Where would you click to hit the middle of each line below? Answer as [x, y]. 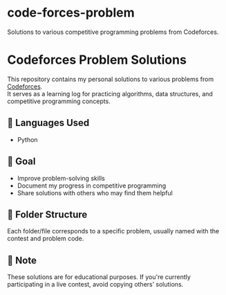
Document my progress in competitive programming [92, 186]
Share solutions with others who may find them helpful [95, 193]
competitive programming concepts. [59, 101]
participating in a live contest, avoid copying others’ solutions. [95, 285]
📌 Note [22, 260]
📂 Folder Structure [47, 214]
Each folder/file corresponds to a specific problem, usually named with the [113, 231]
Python [27, 139]
